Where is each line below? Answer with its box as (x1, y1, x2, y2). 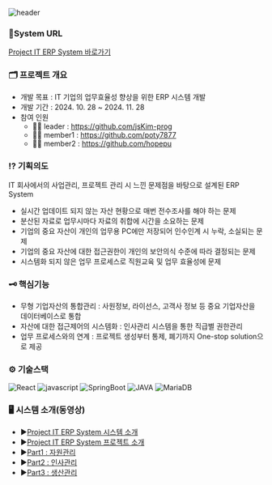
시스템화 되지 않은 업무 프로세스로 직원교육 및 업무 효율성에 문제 (19, 256, 221, 266)
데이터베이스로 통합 (19, 312, 82, 321)
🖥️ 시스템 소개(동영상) (8, 405, 86, 416)
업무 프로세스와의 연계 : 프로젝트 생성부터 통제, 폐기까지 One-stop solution (19, 332, 257, 342)
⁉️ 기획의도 (8, 160, 49, 172)
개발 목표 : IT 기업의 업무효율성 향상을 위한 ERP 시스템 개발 (19, 91, 206, 101)
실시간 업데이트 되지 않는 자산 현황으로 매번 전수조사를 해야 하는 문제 (19, 206, 236, 215)
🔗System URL (8, 28, 63, 39)
